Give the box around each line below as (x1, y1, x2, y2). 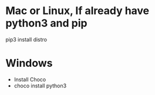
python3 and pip (5, 16, 87, 30)
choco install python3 (14, 82, 67, 89)
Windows (5, 57, 53, 70)
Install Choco (14, 76, 46, 83)
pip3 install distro (5, 36, 48, 43)
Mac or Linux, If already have (5, 4, 150, 18)
